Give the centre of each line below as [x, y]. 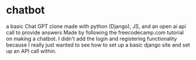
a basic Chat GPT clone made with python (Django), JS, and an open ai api [96, 26]
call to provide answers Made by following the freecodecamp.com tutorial [95, 32]
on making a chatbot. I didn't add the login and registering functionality [92, 38]
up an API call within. [31, 51]
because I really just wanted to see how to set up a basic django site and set [98, 45]
